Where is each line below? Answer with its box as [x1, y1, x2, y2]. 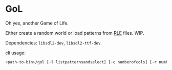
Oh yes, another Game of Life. [5, 20, 69, 26]
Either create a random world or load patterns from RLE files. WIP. [5, 30, 144, 36]
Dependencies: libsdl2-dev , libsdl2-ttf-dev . [5, 39, 102, 46]
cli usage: [5, 50, 26, 56]
